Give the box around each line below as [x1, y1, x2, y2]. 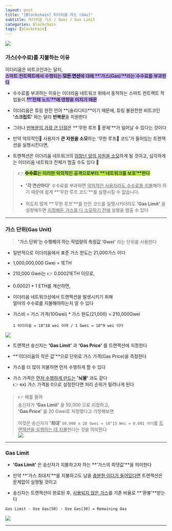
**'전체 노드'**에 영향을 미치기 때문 [26, 97, 97, 103]
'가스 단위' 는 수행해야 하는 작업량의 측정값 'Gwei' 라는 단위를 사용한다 [17, 238, 157, 245]
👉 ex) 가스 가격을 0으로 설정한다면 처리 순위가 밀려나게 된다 [12, 381, 134, 387]
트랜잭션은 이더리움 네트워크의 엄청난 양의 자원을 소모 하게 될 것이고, [12, 153, 148, 159]
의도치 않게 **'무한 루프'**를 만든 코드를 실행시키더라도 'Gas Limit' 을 [25, 201, 166, 207]
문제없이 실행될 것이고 [12, 479, 57, 485]
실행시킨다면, [22, 142, 49, 148]
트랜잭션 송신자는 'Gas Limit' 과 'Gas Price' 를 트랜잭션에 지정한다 [12, 342, 147, 348]
